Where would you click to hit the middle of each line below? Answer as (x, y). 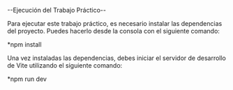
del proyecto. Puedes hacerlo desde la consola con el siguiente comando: (113, 31)
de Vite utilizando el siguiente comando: (65, 65)
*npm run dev (27, 79)
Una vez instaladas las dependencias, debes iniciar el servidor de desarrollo (117, 58)
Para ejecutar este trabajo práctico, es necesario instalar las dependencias (115, 23)
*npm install (24, 44)
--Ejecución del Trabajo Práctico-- (57, 10)
